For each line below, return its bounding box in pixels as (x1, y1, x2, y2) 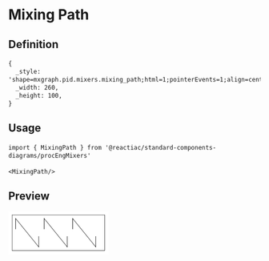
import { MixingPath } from (8, 143, 102, 151)
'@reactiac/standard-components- (105, 143, 217, 151)
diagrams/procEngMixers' (8, 151, 91, 159)
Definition (8, 38, 58, 51)
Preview (8, 190, 50, 203)
